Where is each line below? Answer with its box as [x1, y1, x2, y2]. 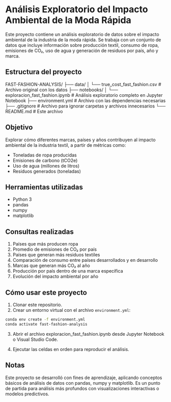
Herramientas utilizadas [5, 182, 83, 192]
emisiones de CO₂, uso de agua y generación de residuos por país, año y [5, 47, 159, 53]
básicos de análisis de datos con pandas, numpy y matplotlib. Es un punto [5, 380, 161, 386]
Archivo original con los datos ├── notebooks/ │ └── [5, 87, 119, 93]
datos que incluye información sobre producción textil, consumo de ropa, [5, 42, 159, 48]
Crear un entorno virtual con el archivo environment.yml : [12, 307, 131, 313]
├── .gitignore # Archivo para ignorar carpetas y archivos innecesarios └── [5, 103, 166, 109]
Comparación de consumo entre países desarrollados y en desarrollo [12, 257, 158, 263]
